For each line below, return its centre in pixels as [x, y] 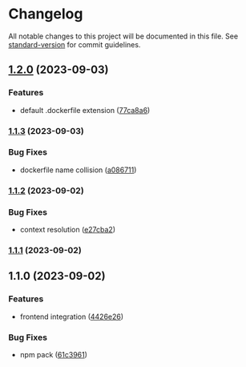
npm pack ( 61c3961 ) [54, 354]
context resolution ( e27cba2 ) [68, 230]
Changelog [46, 14]
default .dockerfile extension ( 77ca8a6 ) [85, 110]
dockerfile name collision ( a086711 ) [78, 170]
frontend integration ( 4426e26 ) [72, 317]
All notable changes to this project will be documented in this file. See [123, 36]
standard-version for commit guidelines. [75, 44]
